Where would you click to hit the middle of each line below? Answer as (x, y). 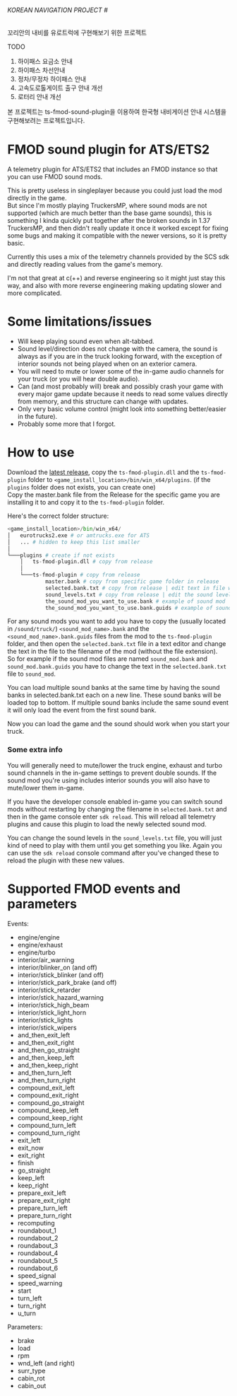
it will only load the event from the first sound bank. (82, 710)
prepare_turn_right (44, 1215)
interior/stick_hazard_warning (61, 997)
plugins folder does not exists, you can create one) (82, 488)
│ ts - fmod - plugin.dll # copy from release (86, 562)
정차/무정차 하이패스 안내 (52, 79)
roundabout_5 (38, 1260)
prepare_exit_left (42, 1193)
